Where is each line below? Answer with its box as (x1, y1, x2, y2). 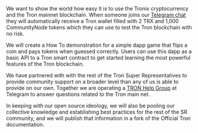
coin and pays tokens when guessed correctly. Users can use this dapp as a (6, 48, 192, 55)
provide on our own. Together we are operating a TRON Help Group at (6, 85, 177, 91)
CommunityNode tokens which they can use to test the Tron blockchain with (6, 24, 192, 31)
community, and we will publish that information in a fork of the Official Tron (6, 115, 191, 122)
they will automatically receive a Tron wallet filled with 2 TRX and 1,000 (6, 18, 179, 24)
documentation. (6, 121, 45, 128)
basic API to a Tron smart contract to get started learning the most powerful (6, 54, 191, 61)
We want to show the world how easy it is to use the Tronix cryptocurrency (6, 5, 189, 12)
